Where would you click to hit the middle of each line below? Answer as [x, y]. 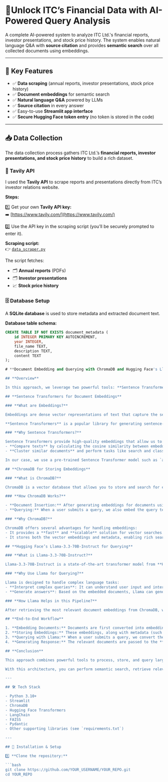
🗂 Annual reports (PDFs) [39, 271]
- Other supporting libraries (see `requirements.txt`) [64, 729]
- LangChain [17, 715]
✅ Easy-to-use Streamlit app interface [53, 111]
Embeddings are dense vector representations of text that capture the [81, 415]
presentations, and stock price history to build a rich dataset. [69, 158]
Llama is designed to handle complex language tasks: [62, 583]
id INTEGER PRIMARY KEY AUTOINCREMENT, [56, 337]
